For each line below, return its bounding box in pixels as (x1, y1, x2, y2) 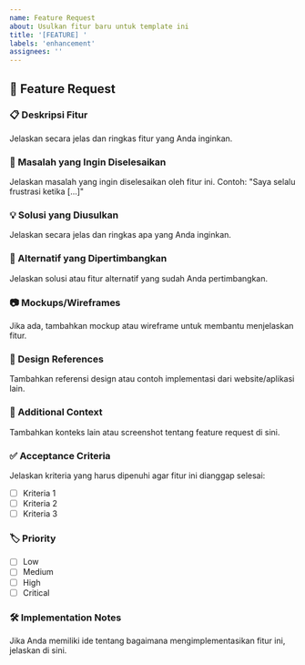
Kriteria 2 (22, 497, 57, 508)
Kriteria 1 (22, 487, 56, 498)
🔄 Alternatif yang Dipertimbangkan (9, 252, 168, 265)
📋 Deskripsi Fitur (9, 108, 88, 121)
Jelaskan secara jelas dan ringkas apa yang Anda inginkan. (9, 230, 232, 240)
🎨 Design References (9, 353, 105, 365)
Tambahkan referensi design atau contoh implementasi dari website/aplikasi (9, 373, 295, 384)
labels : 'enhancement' (9, 38, 96, 48)
